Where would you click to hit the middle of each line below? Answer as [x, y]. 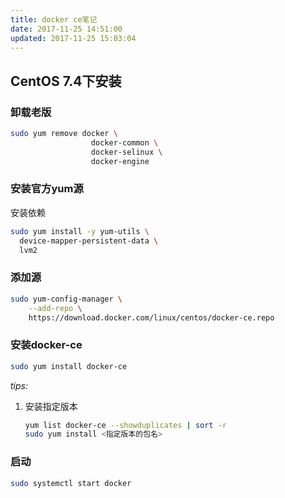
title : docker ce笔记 [54, 19]
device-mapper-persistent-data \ [89, 241]
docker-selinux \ [126, 152]
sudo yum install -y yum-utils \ [80, 231]
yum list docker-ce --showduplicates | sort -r [126, 425]
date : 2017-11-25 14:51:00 [66, 29]
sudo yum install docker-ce [69, 366]
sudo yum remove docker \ [64, 134]
